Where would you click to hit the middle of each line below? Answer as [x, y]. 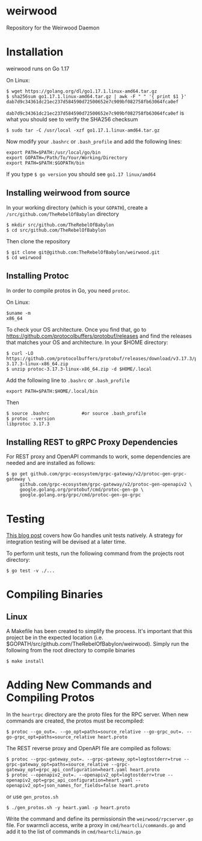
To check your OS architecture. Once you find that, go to [76, 329]
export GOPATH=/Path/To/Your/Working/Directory [67, 157]
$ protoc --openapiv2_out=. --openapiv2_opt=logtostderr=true [86, 775]
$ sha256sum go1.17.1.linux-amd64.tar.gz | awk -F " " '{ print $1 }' [96, 96]
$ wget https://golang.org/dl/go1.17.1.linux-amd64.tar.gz [82, 91]
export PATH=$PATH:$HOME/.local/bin [52, 391]
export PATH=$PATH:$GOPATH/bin [45, 163]
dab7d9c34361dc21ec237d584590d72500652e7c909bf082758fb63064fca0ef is [95, 113]
